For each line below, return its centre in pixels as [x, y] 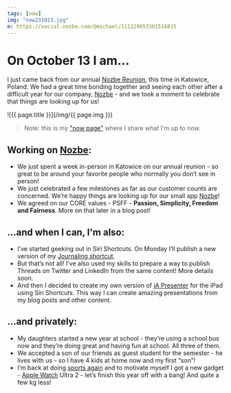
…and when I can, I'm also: [66, 232]
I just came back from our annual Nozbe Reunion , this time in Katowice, [108, 79]
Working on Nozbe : [49, 150]
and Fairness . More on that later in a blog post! [84, 210]
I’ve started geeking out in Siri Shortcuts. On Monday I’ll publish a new [117, 248]
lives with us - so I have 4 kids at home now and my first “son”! [106, 360]
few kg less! [34, 382]
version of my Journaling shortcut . [66, 256]
